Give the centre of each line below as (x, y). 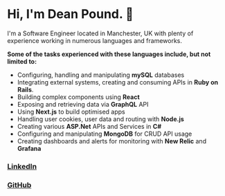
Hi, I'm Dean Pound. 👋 (70, 14)
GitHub (19, 185)
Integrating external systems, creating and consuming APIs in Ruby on (118, 82)
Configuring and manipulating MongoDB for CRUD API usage (105, 134)
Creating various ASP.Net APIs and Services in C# (89, 126)
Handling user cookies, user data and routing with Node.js (101, 119)
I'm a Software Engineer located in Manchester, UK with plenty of (100, 33)
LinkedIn (22, 166)
